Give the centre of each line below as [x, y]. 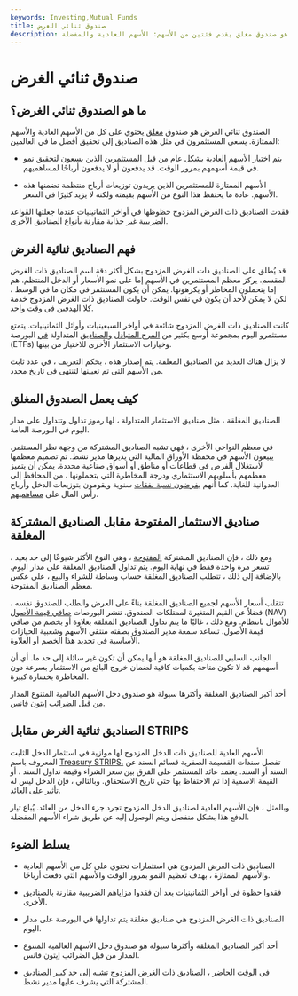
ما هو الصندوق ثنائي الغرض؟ [78, 111]
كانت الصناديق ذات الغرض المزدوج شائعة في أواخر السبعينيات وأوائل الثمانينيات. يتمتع [150, 326]
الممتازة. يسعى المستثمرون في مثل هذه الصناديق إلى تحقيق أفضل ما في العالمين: [145, 141]
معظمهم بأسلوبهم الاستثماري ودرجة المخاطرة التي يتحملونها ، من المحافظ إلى [138, 475]
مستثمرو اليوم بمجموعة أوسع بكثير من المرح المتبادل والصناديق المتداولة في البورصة [149, 335]
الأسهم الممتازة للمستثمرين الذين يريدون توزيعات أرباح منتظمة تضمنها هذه [145, 185]
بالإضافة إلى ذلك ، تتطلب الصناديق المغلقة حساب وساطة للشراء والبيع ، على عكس [146, 576]
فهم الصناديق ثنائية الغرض [73, 249]
